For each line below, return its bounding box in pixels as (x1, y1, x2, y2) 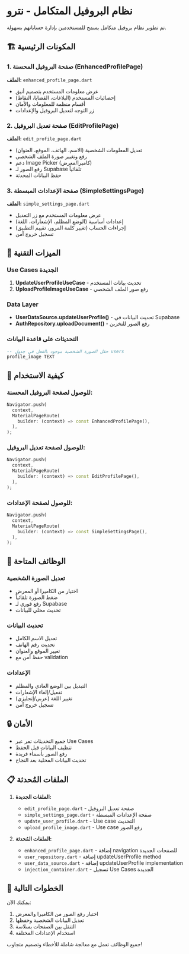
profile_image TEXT (7, 354, 55, 360)
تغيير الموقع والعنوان (15, 647, 60, 654)
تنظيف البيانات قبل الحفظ (15, 744, 72, 751)
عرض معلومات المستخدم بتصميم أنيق (15, 87, 99, 95)
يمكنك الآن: (7, 899, 31, 906)
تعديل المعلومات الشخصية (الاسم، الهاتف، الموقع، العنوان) (15, 146, 143, 153)
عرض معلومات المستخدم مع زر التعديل (15, 212, 102, 219)
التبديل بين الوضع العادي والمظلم (15, 682, 88, 689)
